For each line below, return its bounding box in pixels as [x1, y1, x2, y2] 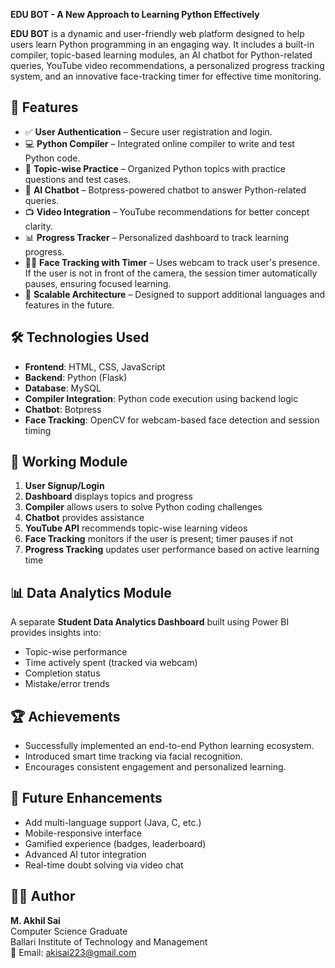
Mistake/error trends [24, 678, 110, 690]
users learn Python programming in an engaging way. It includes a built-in [10, 39, 315, 50]
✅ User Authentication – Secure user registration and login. [24, 125, 273, 138]
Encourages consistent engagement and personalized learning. [24, 761, 287, 773]
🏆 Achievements [10, 708, 121, 725]
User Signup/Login [24, 480, 105, 492]
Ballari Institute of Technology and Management [10, 935, 208, 948]
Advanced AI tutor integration [24, 848, 147, 860]
